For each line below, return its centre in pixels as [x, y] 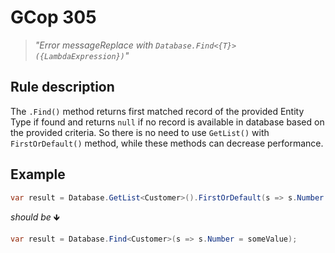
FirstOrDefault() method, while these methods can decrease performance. [167, 143]
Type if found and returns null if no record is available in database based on [167, 122]
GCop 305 [53, 17]
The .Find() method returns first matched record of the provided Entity [157, 111]
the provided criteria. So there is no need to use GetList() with [140, 132]
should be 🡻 [35, 217]
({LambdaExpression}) [79, 56]
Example [38, 174]
